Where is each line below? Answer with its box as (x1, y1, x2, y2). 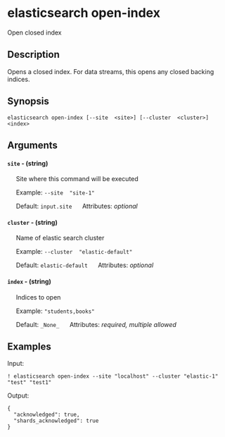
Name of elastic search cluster (15, 234, 105, 242)
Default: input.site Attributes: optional (15, 202, 139, 211)
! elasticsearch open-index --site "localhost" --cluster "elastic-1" (7, 373, 219, 380)
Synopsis (7, 95, 49, 107)
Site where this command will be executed (15, 175, 139, 183)
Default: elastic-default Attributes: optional (15, 261, 154, 269)
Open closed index (7, 28, 62, 37)
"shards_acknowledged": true (13, 417, 99, 424)
